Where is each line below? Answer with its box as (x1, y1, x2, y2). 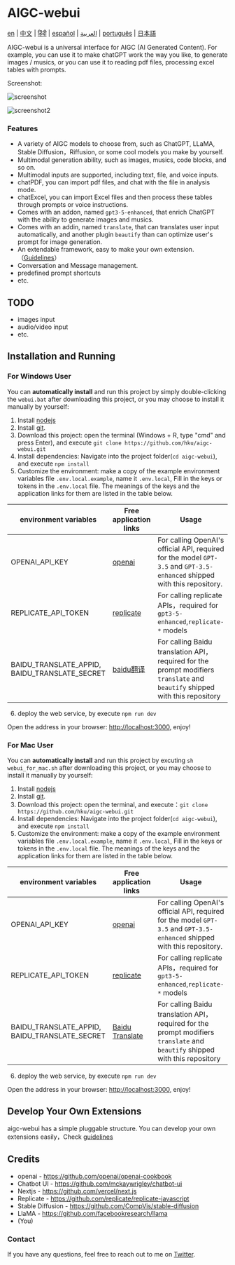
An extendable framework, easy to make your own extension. (17, 245, 194, 254)
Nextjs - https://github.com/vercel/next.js (17, 1186, 137, 1195)
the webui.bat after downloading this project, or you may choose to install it (7, 395, 225, 403)
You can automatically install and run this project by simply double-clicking (7, 387, 227, 395)
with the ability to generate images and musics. (17, 215, 154, 224)
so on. (17, 163, 36, 172)
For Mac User (7, 740, 54, 750)
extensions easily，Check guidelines (7, 1132, 113, 1141)
